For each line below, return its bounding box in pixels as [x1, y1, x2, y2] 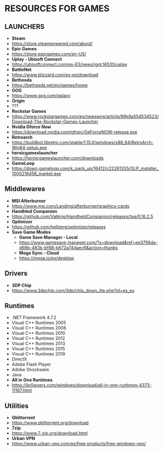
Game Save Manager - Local [19, 234, 78, 240]
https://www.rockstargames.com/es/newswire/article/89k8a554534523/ [11, 114, 159, 119]
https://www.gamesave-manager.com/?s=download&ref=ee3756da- [19, 239, 158, 245]
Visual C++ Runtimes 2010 [11, 330, 66, 336]
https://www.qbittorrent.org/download [11, 420, 89, 426]
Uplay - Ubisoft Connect [11, 56, 62, 62]
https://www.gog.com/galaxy [11, 93, 71, 98]
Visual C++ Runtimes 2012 [11, 335, 66, 341]
